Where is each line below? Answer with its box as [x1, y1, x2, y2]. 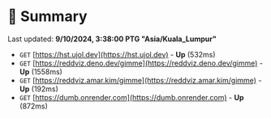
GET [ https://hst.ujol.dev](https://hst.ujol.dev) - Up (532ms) [19, 49, 216, 59]
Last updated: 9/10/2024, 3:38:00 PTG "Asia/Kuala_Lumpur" [7, 34, 217, 44]
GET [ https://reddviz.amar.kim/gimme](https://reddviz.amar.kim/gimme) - [19, 75, 262, 85]
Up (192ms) [19, 84, 58, 94]
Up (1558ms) [19, 66, 62, 76]
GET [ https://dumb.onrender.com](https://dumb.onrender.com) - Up [19, 92, 244, 102]
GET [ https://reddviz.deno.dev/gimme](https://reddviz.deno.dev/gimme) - [19, 58, 264, 68]
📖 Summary [7, 7, 88, 26]
